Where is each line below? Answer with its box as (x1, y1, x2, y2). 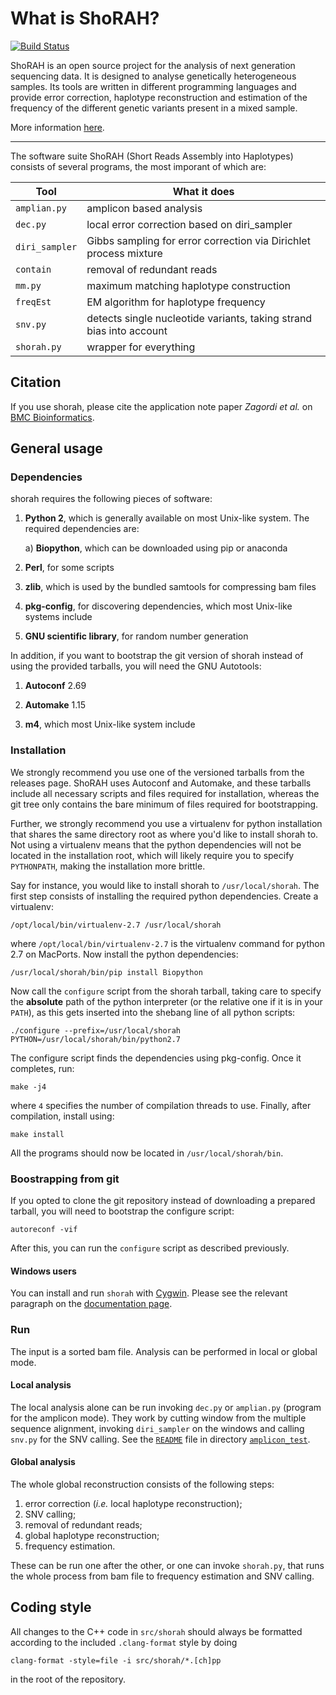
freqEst (15, 296, 52, 307)
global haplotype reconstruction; (24, 1529, 160, 1541)
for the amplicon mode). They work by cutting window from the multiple (10, 1412, 307, 1424)
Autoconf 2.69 (24, 680, 87, 692)
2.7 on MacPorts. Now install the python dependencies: (10, 948, 239, 960)
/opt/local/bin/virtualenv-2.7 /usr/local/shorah (10, 920, 222, 930)
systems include (24, 611, 93, 623)
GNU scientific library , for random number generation (24, 630, 249, 642)
